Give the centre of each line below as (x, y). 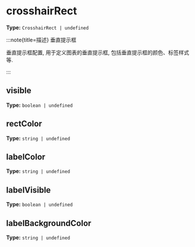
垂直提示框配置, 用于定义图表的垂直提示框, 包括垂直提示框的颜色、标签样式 (97, 53)
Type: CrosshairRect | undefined (48, 27)
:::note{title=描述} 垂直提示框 (41, 39)
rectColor (24, 124)
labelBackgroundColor (49, 223)
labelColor (26, 157)
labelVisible (29, 190)
